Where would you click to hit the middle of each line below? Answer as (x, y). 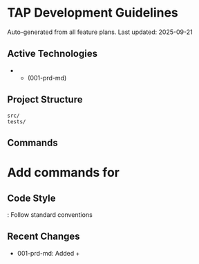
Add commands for (63, 173)
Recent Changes (44, 237)
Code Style (31, 198)
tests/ (17, 122)
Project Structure (45, 99)
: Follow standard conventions (50, 214)
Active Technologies (53, 54)
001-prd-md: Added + (48, 253)
